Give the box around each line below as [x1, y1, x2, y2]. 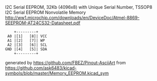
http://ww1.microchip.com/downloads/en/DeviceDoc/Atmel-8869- [5, 15, 140, 20]
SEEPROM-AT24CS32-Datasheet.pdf [5, 20, 81, 26]
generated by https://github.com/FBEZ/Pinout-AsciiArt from [5, 60, 126, 66]
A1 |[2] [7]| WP [7, 38, 45, 43]
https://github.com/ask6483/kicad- [5, 65, 77, 71]
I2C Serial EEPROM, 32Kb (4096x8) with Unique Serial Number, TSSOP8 [5, 4, 153, 10]
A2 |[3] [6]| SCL [7, 42, 48, 47]
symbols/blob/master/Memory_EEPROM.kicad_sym [5, 70, 109, 76]
